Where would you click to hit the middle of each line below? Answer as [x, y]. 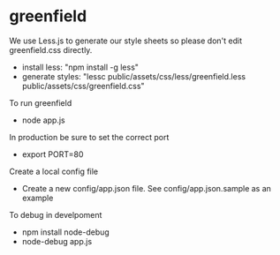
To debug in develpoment [56, 214]
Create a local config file [54, 171]
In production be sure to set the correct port [89, 137]
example [38, 198]
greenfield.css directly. [51, 49]
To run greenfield [41, 102]
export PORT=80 [53, 154]
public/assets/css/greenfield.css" [83, 86]
